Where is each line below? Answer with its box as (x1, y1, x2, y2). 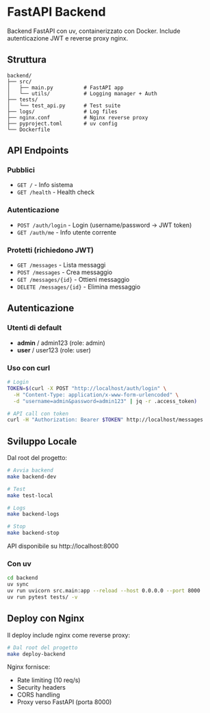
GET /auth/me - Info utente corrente (16, 228, 116, 237)
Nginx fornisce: (7, 663, 51, 671)
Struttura (7, 54, 47, 66)
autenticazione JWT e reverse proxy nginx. (7, 34, 129, 42)
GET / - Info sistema (16, 181, 73, 189)
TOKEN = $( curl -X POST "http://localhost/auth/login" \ (7, 385, 167, 391)
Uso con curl (7, 363, 50, 372)
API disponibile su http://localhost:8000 (7, 542, 119, 551)
